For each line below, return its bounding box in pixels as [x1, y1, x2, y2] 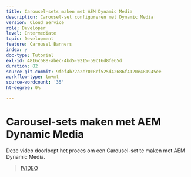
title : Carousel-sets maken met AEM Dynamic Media [6, 8, 133, 15]
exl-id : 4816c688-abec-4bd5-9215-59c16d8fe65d [6, 57, 122, 63]
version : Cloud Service [6, 19, 65, 25]
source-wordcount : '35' [6, 80, 65, 86]
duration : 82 [6, 63, 38, 69]
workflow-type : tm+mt [6, 74, 59, 80]
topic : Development [6, 36, 54, 42]
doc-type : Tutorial [6, 52, 54, 58]
